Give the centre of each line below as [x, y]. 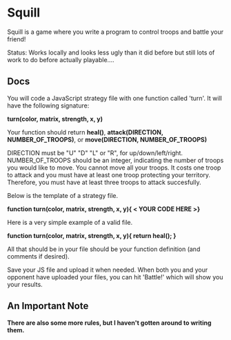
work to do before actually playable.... [61, 59]
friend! [17, 39]
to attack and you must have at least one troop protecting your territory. [109, 174]
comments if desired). [39, 256]
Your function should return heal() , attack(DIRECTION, [85, 132]
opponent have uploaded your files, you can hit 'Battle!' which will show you [115, 277]
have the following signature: [48, 106]
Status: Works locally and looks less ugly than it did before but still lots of [111, 52]
